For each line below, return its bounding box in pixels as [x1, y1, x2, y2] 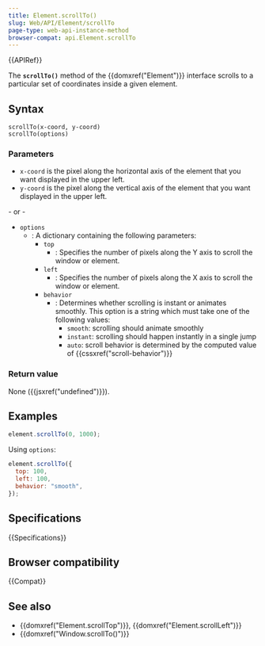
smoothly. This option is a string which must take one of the [55, 307, 250, 316]
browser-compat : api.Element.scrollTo [8, 33, 136, 42]
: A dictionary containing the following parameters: [31, 231, 197, 240]
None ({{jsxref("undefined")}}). [8, 386, 110, 396]
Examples [8, 410, 58, 423]
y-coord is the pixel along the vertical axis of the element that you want [19, 183, 251, 193]
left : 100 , [15, 475, 51, 484]
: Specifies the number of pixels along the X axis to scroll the [55, 273, 253, 282]
